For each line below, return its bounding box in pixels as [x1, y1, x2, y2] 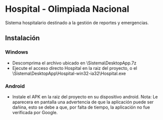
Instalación [5, 34, 40, 42]
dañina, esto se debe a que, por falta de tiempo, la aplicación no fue [12, 104, 150, 110]
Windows [5, 49, 28, 56]
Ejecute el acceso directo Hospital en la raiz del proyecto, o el [12, 65, 137, 71]
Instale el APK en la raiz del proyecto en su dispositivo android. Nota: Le [12, 93, 158, 99]
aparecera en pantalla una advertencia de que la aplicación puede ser [12, 99, 154, 105]
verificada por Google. [12, 109, 58, 115]
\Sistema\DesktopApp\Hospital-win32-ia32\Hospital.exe [12, 70, 126, 76]
